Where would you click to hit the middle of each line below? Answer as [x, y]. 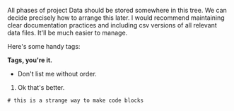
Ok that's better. [41, 87]
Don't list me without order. [57, 74]
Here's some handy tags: [44, 46]
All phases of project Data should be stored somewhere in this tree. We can [117, 10]
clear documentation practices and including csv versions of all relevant [112, 25]
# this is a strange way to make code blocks [75, 100]
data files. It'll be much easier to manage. [68, 33]
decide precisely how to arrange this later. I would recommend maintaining [116, 18]
